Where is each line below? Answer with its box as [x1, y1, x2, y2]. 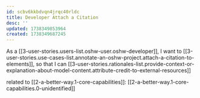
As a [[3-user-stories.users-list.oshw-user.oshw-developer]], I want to [6, 47, 182, 55]
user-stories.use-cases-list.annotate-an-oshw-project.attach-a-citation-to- [6, 54, 195, 61]
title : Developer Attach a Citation [6, 14, 98, 20]
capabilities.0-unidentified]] [6, 85, 76, 92]
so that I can [36, 61, 67, 68]
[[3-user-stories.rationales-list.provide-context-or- [68, 61, 195, 68]
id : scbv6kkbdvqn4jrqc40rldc [6, 8, 80, 15]
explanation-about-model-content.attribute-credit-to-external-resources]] [6, 67, 192, 74]
